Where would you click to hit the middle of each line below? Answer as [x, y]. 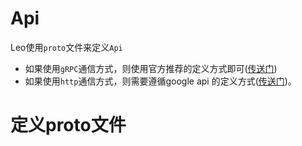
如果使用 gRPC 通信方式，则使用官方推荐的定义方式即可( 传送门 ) [151, 68]
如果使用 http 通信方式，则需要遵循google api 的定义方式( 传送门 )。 [160, 81]
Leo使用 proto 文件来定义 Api [66, 47]
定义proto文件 [68, 125]
